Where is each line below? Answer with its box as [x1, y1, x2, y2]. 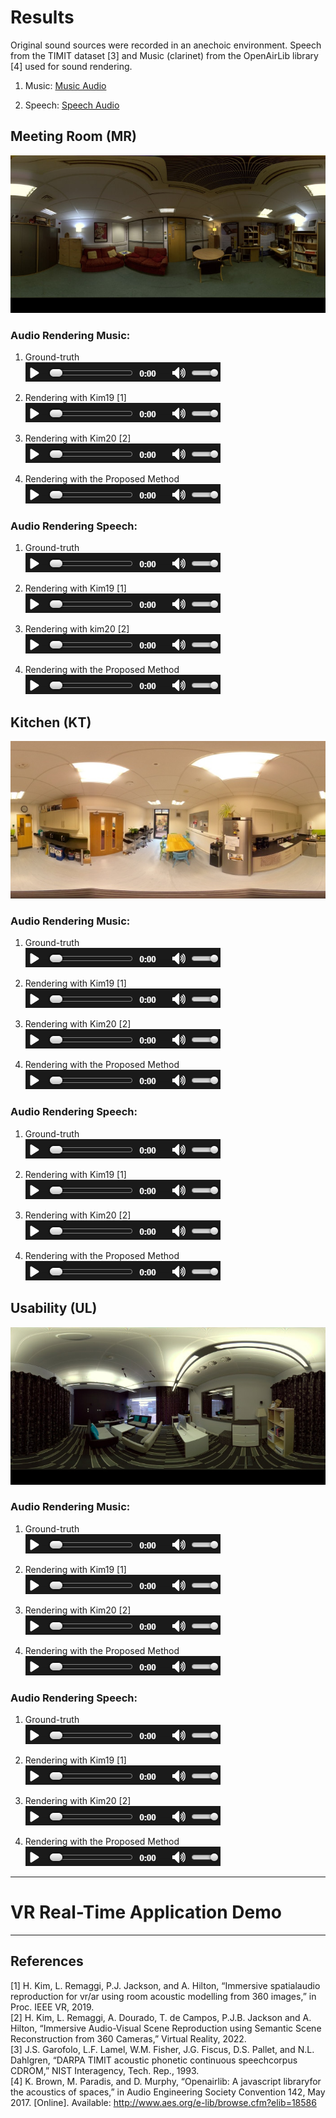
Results [10, 6, 75, 29]
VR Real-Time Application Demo [10, 1901, 282, 1924]
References [10, 1953, 84, 1970]
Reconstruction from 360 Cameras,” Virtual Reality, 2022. [10, 2032, 247, 2045]
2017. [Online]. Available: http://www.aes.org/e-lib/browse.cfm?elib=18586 [10, 2096, 317, 2108]
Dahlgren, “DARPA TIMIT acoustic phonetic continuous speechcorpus [10, 2054, 298, 2066]
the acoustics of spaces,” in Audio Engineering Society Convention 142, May [10, 2086, 326, 2098]
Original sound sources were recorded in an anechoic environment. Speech [10, 39, 322, 51]
